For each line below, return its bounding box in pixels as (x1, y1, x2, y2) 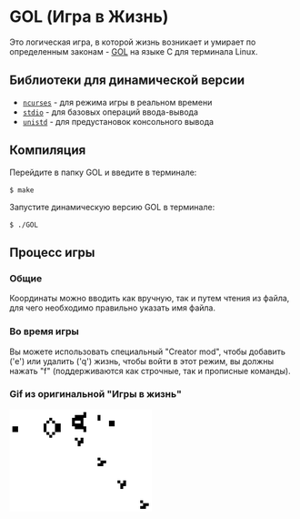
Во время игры (9, 325, 80, 338)
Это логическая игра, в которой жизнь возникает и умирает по (9, 36, 256, 47)
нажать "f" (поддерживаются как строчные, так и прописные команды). (9, 365, 291, 376)
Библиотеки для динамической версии (9, 73, 245, 88)
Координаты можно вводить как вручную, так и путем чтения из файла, (9, 293, 290, 304)
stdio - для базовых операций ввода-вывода (22, 107, 198, 117)
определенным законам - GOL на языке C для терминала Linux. (9, 46, 258, 56)
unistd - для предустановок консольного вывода (22, 116, 215, 127)
